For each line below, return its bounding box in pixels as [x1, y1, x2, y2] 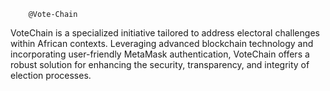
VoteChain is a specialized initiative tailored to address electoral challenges [10, 27, 320, 39]
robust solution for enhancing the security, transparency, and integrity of [10, 59, 310, 70]
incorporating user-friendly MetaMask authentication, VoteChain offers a [10, 48, 310, 60]
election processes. [10, 70, 92, 81]
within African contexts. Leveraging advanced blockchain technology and [10, 38, 314, 49]
